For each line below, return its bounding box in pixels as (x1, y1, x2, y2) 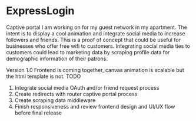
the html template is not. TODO (6, 73, 81, 80)
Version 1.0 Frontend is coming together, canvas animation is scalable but (6, 66, 184, 73)
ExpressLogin (6, 4, 75, 18)
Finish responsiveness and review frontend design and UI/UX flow (14, 103, 175, 110)
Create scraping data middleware (14, 96, 96, 104)
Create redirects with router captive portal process (14, 90, 138, 97)
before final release (14, 109, 62, 116)
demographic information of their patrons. (6, 55, 108, 62)
